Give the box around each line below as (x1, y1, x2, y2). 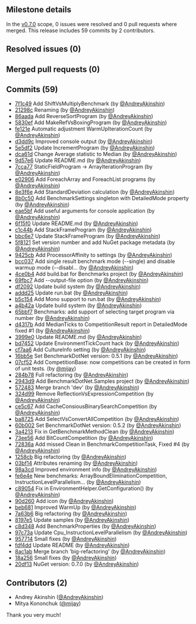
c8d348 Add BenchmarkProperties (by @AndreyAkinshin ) (14, 522, 156, 530)
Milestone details (6, 5, 72, 15)
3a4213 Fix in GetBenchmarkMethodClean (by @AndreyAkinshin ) (14, 428, 175, 435)
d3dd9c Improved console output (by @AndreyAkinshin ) (14, 138, 153, 145)
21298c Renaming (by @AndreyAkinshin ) (14, 106, 115, 113)
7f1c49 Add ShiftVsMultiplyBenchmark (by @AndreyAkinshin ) (14, 100, 165, 107)
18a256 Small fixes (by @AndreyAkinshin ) (14, 555, 117, 562)
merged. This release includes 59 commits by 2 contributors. (6, 27, 156, 34)
